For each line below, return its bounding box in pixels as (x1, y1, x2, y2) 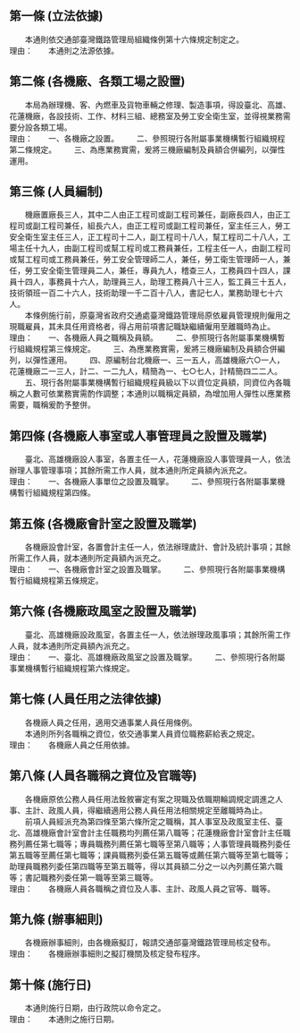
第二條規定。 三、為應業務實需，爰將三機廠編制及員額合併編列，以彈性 (9, 144, 286, 155)
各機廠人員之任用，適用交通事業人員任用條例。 (24, 717, 197, 728)
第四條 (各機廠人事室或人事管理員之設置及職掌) (9, 428, 268, 443)
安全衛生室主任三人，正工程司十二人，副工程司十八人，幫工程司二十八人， (9, 232, 283, 243)
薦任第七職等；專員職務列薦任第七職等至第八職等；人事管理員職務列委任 (24, 838, 291, 849)
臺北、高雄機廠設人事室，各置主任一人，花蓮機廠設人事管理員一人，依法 (24, 454, 291, 465)
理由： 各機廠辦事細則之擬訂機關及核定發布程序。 (9, 948, 205, 960)
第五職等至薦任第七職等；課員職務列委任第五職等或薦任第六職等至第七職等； (9, 849, 291, 860)
